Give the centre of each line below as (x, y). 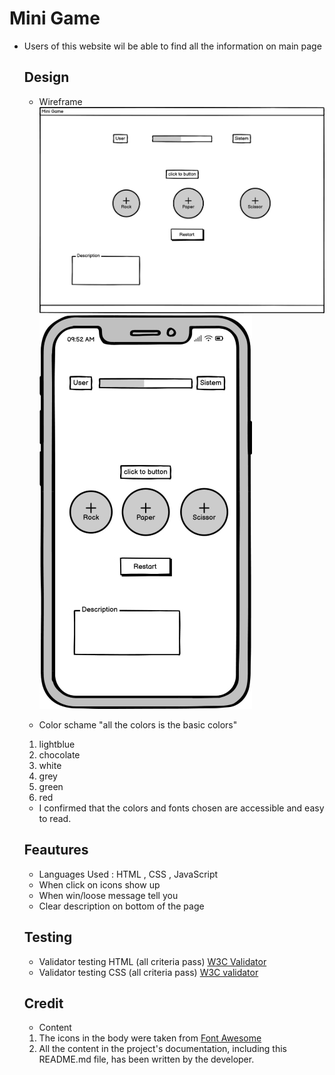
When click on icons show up (99, 884)
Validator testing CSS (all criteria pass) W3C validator (148, 972)
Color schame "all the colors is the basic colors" (138, 724)
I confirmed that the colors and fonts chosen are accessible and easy (181, 808)
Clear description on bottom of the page (121, 906)
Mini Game (55, 18)
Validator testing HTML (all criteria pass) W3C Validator (152, 961)
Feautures (56, 850)
